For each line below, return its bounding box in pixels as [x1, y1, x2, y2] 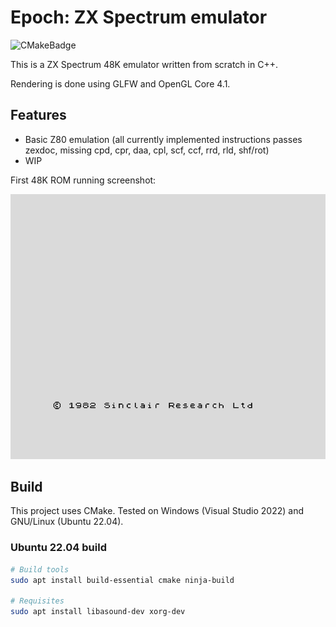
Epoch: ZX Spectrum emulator [10, 6, 268, 29]
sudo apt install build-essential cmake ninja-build [10, 575, 235, 585]
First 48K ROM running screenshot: [10, 174, 157, 186]
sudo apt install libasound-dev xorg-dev [10, 607, 186, 617]
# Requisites [10, 596, 65, 606]
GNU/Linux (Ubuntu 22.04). [10, 516, 124, 528]
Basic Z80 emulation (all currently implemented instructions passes [24, 133, 303, 145]
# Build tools [10, 564, 70, 575]
